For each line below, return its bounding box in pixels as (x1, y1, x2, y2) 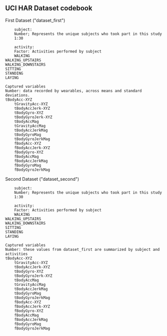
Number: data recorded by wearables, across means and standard (5, 88, 142, 93)
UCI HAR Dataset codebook (5, 4, 92, 13)
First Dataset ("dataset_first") (5, 17, 65, 23)
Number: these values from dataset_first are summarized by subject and (5, 247, 160, 252)
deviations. (5, 93, 30, 98)
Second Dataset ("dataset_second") (5, 176, 79, 182)
